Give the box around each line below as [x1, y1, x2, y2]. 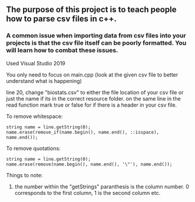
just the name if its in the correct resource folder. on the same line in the [6, 95, 181, 102]
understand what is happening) [6, 77, 82, 84]
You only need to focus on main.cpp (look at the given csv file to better [6, 71, 179, 78]
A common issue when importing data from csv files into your [6, 32, 187, 40]
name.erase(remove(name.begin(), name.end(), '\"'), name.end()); [6, 161, 173, 167]
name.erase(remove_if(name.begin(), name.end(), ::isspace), [6, 129, 160, 135]
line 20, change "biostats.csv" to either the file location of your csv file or [6, 88, 184, 96]
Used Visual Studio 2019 [6, 59, 66, 67]
